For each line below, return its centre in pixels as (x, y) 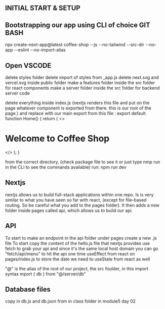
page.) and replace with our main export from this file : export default (75, 113)
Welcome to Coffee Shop (57, 139)
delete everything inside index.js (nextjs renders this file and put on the (77, 103)
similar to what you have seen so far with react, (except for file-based (76, 200)
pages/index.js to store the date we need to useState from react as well (78, 259)
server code (18, 93)
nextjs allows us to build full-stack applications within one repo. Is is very (80, 195)
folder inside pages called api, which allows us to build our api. (69, 210)
